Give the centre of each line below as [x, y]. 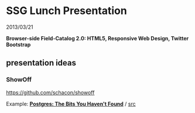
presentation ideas [41, 63]
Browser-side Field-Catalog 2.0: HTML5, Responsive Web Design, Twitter [97, 38]
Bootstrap [18, 44]
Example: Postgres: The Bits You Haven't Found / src [71, 104]
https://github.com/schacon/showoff [50, 93]
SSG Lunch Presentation [66, 11]
